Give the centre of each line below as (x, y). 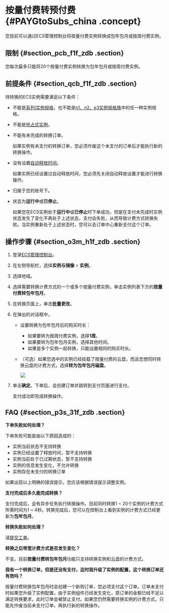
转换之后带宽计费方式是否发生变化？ (43, 548)
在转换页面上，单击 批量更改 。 (43, 304)
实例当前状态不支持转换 (37, 447)
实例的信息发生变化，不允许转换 (46, 465)
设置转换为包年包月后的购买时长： (55, 325)
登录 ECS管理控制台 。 (34, 255)
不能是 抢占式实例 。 (32, 124)
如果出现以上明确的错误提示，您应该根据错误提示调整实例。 (67, 482)
